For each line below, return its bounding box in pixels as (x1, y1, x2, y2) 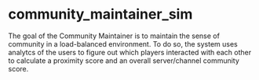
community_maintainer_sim (8, 5, 193, 23)
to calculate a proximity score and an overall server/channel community (8, 56, 239, 65)
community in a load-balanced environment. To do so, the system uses (8, 39, 238, 48)
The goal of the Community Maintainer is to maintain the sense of (8, 31, 220, 40)
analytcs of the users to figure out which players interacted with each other (8, 47, 252, 57)
